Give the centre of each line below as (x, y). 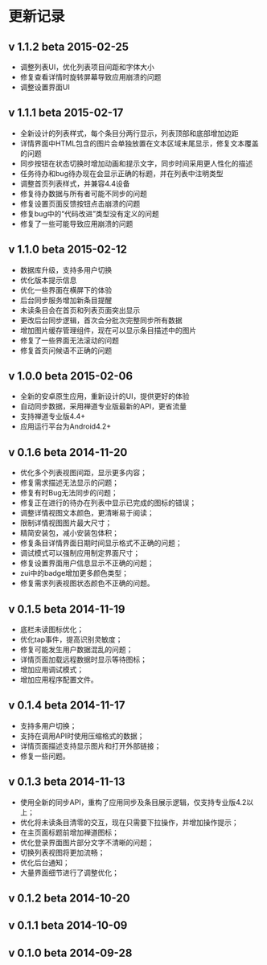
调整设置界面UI (45, 87)
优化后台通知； (45, 862)
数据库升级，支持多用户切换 (66, 269)
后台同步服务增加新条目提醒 (66, 300)
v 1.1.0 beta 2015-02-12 (68, 250)
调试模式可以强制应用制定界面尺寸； (80, 553)
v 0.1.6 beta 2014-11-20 (68, 452)
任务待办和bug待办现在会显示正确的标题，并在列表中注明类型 (121, 173)
